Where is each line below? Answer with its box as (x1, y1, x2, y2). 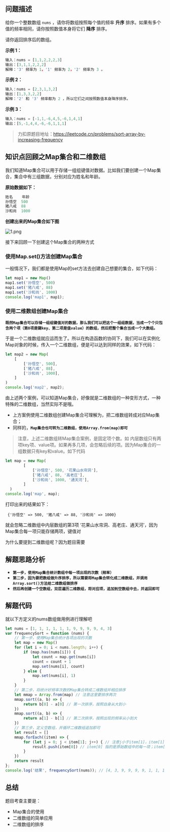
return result (14, 758, 44, 764)
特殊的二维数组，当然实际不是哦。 (5, 401, 76, 407)
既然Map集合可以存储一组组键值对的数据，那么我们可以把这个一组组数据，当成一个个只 (5, 320, 159, 325)
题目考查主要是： (5, 797, 41, 804)
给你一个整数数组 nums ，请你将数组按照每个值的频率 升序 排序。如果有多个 (5, 19, 161, 25)
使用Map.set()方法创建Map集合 (5, 253, 82, 260)
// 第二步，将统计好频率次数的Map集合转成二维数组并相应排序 (14, 688, 126, 693)
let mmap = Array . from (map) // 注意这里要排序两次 (14, 692, 116, 697)
